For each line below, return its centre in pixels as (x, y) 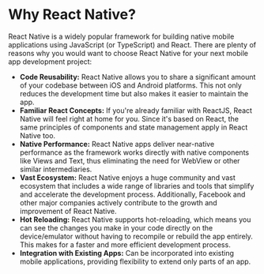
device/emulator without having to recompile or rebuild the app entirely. (136, 236)
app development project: (50, 62)
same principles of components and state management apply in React (134, 127)
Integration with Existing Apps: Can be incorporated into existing (127, 253)
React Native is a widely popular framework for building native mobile (121, 36)
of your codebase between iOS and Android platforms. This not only (131, 85)
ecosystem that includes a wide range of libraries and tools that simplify (137, 186)
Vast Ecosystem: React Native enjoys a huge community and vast (127, 177)
